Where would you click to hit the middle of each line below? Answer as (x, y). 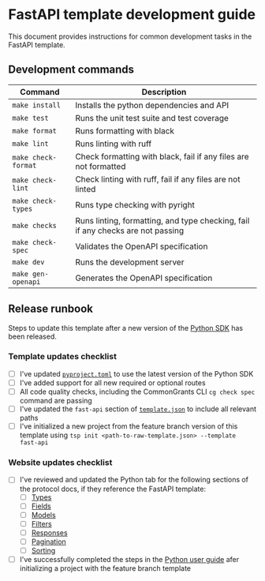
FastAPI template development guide (132, 15)
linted (85, 189)
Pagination (49, 542)
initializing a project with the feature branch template (105, 568)
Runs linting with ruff (113, 144)
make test (30, 118)
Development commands (71, 70)
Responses (50, 532)
